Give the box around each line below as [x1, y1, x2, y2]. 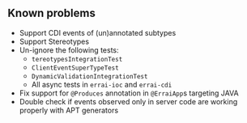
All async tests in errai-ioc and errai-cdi [31, 79, 172, 89]
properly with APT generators [19, 105, 119, 115]
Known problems [7, 6, 96, 20]
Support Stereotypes [19, 36, 90, 46]
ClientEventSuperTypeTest [31, 64, 119, 72]
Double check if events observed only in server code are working [19, 96, 238, 106]
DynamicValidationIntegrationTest [31, 72, 148, 80]
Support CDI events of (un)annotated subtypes [19, 28, 177, 37]
